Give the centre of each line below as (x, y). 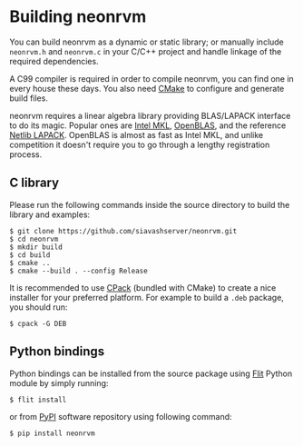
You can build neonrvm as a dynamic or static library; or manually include (147, 42)
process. (26, 154)
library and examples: (50, 214)
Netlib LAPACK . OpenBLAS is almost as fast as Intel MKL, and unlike (137, 134)
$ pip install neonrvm (52, 433)
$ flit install (38, 400)
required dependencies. (54, 61)
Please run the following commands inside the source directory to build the (150, 204)
